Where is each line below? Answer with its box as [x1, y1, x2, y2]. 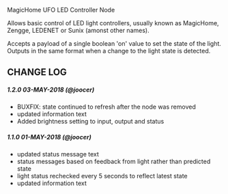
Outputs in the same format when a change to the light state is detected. [7, 47, 211, 55]
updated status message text [16, 150, 99, 158]
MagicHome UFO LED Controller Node [7, 6, 115, 14]
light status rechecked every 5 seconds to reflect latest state [16, 172, 188, 180]
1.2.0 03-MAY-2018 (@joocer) [7, 85, 95, 94]
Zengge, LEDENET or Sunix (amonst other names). [7, 27, 149, 34]
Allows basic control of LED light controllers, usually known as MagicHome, [7, 19, 220, 27]
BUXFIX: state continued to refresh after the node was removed [16, 102, 196, 111]
